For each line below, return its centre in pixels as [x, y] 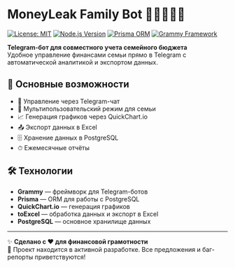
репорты [20, 257]
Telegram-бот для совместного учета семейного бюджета [97, 47]
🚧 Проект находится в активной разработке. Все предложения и [104, 249]
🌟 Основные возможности [68, 85]
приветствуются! [60, 257]
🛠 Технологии [40, 171]
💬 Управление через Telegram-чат [69, 101]
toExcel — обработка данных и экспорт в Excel [88, 214]
